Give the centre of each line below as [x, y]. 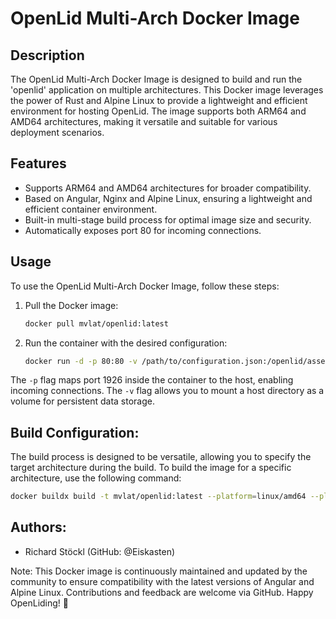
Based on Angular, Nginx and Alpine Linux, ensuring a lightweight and [168, 198]
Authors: [38, 527]
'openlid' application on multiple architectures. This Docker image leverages [167, 90]
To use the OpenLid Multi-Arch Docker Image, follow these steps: [145, 286]
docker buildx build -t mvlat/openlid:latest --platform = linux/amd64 [158, 497]
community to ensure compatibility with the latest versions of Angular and [162, 581]
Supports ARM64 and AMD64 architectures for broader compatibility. [168, 188]
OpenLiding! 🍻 [39, 603]
